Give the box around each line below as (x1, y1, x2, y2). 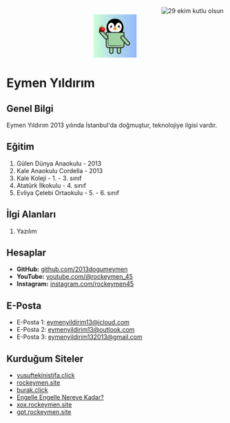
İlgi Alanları (6, 208, 56, 220)
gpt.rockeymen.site (16, 408, 72, 416)
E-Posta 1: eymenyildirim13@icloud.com (16, 318, 130, 326)
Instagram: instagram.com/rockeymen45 (16, 279, 134, 288)
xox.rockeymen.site (16, 400, 72, 409)
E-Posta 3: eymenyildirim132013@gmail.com (16, 333, 143, 341)
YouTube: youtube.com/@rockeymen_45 (16, 273, 134, 281)
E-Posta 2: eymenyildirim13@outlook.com (16, 326, 135, 334)
